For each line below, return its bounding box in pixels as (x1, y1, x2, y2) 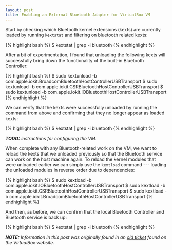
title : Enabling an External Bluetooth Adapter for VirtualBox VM (5, 12, 150, 17)
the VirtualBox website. (5, 239, 55, 245)
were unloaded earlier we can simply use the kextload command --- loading (5, 161, 167, 167)
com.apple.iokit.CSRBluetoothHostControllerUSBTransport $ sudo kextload (5, 188, 164, 194)
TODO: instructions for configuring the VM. (5, 135, 97, 141)
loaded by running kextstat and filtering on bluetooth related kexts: (5, 32, 148, 38)
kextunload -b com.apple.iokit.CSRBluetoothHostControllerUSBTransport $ (5, 83, 163, 90)
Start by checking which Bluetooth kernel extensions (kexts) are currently (5, 26, 161, 32)
